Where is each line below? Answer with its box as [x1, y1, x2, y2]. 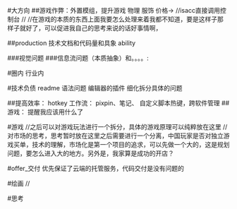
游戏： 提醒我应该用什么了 [7, 108, 83, 116]
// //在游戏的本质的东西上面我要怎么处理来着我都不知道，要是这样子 [20, 15, 218, 23]
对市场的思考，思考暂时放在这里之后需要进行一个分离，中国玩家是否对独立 [7, 131, 224, 140]
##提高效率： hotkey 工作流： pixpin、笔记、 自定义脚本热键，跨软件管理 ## [7, 99, 230, 107]
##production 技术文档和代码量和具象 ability [7, 39, 136, 47]
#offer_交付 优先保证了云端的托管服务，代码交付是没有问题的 [7, 165, 185, 172]
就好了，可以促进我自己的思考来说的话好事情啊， [19, 24, 162, 32]
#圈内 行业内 [7, 69, 44, 77]
